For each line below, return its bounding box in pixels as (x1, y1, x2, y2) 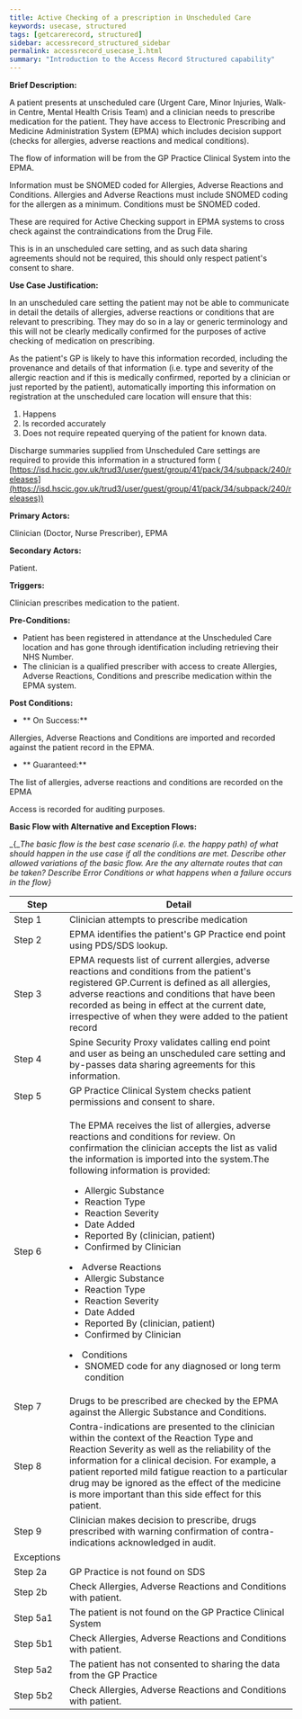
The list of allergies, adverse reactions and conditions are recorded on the (9, 777, 283, 787)
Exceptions (13, 1551, 61, 1563)
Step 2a (13, 1566, 48, 1578)
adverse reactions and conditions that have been (68, 988, 276, 999)
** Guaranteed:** (22, 759, 87, 770)
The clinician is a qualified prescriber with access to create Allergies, (22, 661, 278, 671)
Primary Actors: (9, 510, 70, 521)
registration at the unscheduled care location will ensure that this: (9, 391, 252, 401)
